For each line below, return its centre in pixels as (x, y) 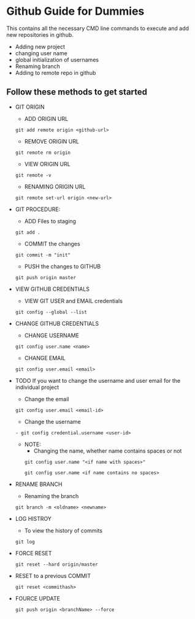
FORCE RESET (33, 553)
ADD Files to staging (50, 221)
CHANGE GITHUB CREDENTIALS (57, 323)
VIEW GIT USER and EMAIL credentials (73, 301)
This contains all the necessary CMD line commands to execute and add (97, 28)
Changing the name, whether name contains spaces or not (108, 451)
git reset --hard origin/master (56, 564)
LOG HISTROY (33, 518)
